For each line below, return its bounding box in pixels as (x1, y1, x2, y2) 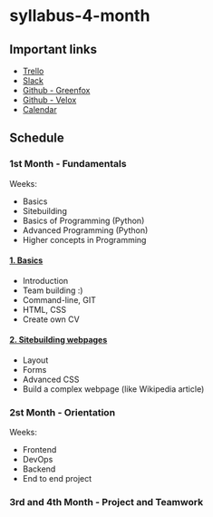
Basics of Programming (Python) (22, 215, 145, 226)
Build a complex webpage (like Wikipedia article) (22, 384, 205, 395)
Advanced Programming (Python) (22, 224, 149, 236)
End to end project (22, 473, 92, 484)
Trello (22, 65, 44, 76)
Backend (22, 463, 56, 474)
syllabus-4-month (9, 5, 150, 26)
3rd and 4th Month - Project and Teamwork (9, 496, 204, 509)
